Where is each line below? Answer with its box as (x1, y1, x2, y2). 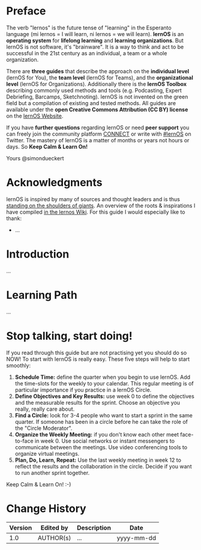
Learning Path (6, 288, 78, 301)
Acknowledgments (6, 176, 103, 190)
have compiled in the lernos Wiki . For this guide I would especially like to (6, 208, 185, 216)
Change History (6, 501, 86, 515)
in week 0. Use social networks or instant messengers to (34, 437, 175, 444)
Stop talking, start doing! (6, 329, 133, 343)
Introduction (6, 247, 70, 261)
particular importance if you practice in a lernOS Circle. (14, 386, 152, 393)
